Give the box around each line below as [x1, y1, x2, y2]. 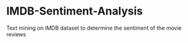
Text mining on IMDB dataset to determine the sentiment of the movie [6, 24, 182, 31]
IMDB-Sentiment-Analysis [6, 4, 143, 18]
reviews [6, 30, 26, 38]
